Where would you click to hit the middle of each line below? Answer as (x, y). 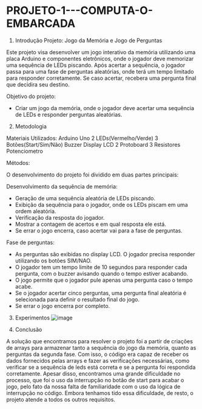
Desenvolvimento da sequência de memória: (62, 186)
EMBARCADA (41, 23)
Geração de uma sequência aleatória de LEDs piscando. (85, 198)
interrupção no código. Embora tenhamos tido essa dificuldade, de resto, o (100, 393)
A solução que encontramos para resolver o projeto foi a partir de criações (99, 341)
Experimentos (32, 318)
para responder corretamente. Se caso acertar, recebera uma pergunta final (101, 78)
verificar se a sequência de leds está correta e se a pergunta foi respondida (101, 367)
